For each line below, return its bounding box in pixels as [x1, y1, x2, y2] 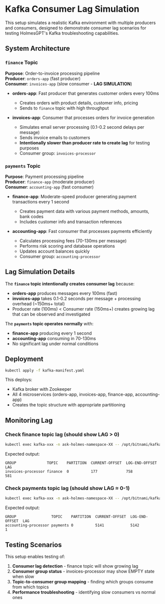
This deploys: [5, 377, 33, 383]
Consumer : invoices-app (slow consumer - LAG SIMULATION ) [5, 81, 133, 86]
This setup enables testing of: [5, 553, 65, 559]
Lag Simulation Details [5, 268, 75, 276]
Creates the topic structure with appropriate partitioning [12, 402, 126, 408]
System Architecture [5, 44, 70, 53]
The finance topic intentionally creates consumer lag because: [5, 281, 135, 287]
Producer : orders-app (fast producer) [5, 75, 81, 82]
